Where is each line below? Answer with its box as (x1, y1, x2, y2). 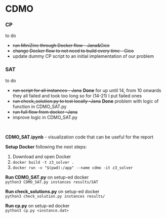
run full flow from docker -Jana (12, 108, 78, 115)
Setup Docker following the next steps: (5, 143, 87, 150)
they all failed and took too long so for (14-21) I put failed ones (12, 92, 142, 99)
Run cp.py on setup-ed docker (5, 202, 70, 208)
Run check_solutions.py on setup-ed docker (5, 188, 100, 194)
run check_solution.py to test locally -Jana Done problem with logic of (12, 98, 159, 104)
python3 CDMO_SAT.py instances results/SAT (5, 179, 99, 185)
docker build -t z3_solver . (12, 160, 74, 165)
